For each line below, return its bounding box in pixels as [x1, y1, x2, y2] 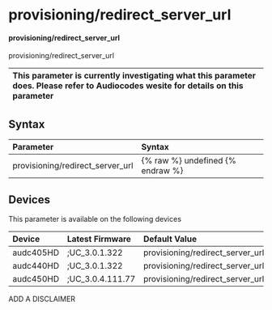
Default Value [142, 233, 197, 244]
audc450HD [12, 274, 59, 285]
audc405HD [12, 247, 59, 258]
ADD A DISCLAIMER [8, 294, 75, 304]
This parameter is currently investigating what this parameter [12, 70, 257, 82]
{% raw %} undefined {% [141, 155, 237, 167]
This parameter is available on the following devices [8, 214, 182, 224]
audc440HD [12, 261, 59, 272]
